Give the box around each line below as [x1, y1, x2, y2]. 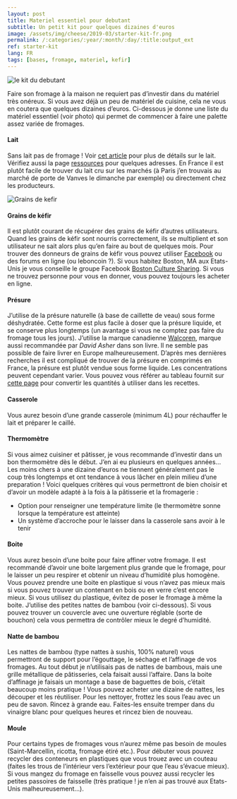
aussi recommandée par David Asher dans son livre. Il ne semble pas [7, 341, 209, 350]
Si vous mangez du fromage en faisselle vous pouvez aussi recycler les [7, 769, 215, 778]
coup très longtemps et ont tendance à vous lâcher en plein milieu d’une [7, 473, 217, 481]
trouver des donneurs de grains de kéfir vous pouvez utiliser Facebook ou [7, 249, 222, 258]
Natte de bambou [7, 632, 59, 640]
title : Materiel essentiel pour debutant [7, 17, 131, 24]
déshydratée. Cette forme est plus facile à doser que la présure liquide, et [7, 319, 221, 327]
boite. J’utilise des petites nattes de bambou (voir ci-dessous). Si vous [7, 600, 212, 609]
